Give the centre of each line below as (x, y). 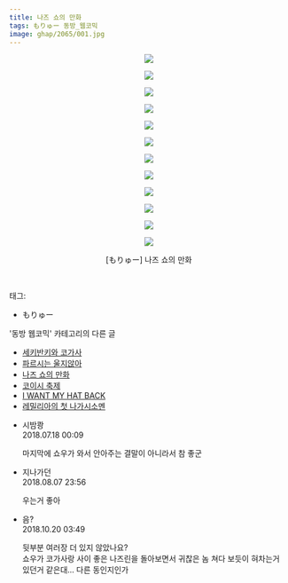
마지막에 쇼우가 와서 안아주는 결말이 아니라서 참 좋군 (112, 453)
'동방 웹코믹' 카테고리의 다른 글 (62, 334)
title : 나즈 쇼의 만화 (46, 17)
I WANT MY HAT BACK (64, 396)
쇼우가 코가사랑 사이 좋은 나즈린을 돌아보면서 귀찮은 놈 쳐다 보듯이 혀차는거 (151, 559)
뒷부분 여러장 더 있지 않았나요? (75, 548)
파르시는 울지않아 (52, 364)
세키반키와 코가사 (52, 352)
